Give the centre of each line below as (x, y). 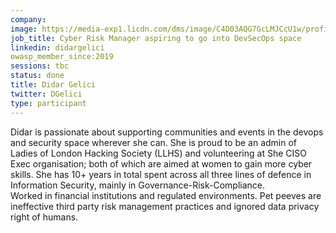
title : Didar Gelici (53, 85)
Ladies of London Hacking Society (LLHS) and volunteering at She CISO (158, 153)
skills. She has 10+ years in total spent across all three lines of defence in (161, 174)
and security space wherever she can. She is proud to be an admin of (154, 142)
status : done (37, 76)
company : (28, 19)
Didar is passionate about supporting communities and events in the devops (167, 132)
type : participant (48, 103)
